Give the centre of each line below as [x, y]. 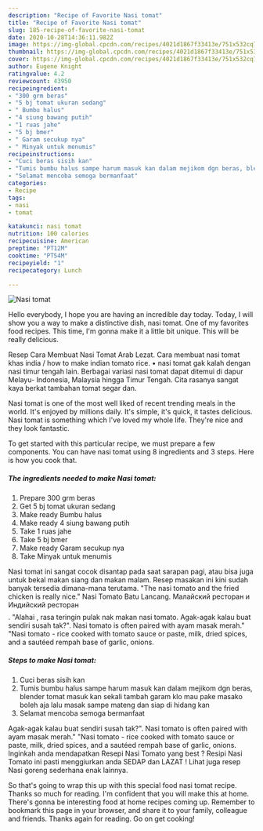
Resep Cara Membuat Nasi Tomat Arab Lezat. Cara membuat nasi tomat [124, 355]
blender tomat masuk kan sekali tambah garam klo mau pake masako [131, 697]
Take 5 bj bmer [43, 540]
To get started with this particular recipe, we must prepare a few [112, 443]
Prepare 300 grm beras [57, 498]
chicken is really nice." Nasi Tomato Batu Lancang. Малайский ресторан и [129, 596]
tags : [17, 198]
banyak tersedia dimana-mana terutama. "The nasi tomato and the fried [124, 589]
